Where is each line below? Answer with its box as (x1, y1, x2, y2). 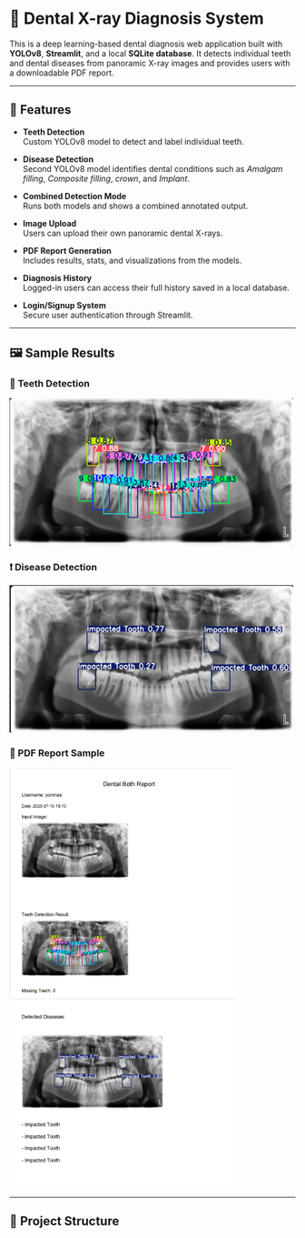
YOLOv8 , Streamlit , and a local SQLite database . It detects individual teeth (9, 47, 291, 58)
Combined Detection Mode (22, 190, 127, 201)
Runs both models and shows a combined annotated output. (22, 200, 249, 211)
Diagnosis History (22, 272, 93, 283)
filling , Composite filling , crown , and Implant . (22, 173, 191, 184)
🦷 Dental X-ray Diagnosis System (9, 8, 265, 29)
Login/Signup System (22, 299, 107, 310)
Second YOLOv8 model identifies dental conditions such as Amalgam (22, 163, 283, 174)
